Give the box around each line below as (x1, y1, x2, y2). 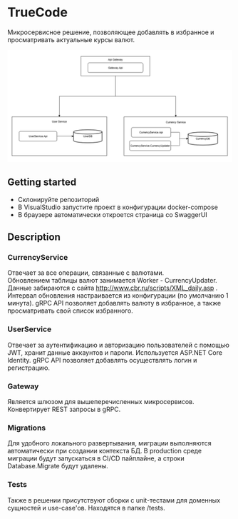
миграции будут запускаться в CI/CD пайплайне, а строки (7, 454, 185, 463)
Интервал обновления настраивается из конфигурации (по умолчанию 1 (7, 291, 229, 300)
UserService (7, 324, 52, 334)
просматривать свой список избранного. (7, 306, 133, 315)
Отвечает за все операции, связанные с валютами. (7, 268, 165, 277)
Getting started (7, 176, 77, 188)
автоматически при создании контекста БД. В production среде (7, 447, 202, 455)
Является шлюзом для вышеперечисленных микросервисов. (7, 398, 195, 406)
